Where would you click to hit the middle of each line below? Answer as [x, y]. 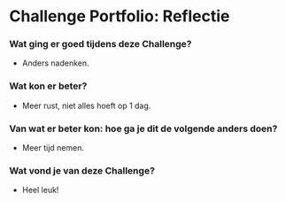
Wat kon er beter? [48, 86]
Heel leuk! [40, 190]
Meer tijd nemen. [53, 148]
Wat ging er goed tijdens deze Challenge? [100, 44]
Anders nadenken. [56, 63]
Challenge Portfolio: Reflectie [120, 16]
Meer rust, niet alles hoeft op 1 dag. [86, 105]
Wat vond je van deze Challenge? [82, 171]
